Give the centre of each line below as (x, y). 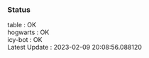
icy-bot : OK (25, 40)
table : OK (22, 25)
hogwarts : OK (28, 32)
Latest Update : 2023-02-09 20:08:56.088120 (74, 48)
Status (19, 10)
